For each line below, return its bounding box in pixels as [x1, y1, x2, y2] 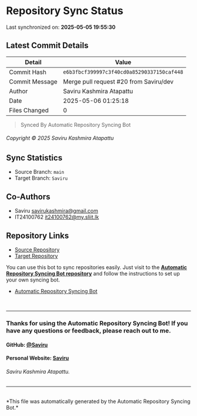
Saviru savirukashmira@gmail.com [14, 207, 98, 214]
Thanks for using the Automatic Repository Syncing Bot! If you [6, 319, 188, 327]
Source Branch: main [14, 169, 64, 176]
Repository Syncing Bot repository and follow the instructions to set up [6, 270, 180, 277]
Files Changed [9, 106, 49, 114]
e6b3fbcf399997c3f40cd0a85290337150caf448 [63, 69, 184, 75]
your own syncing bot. [6, 276, 60, 283]
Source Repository [14, 246, 60, 253]
